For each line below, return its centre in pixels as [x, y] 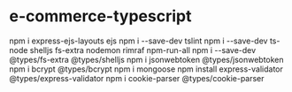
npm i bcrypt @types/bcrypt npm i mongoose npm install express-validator [146, 69]
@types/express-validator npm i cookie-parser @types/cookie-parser [137, 78]
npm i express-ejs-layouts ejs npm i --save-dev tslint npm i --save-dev [138, 41]
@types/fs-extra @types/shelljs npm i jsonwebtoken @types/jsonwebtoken [147, 59]
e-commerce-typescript [100, 16]
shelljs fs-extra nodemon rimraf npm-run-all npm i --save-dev [143, 50]
